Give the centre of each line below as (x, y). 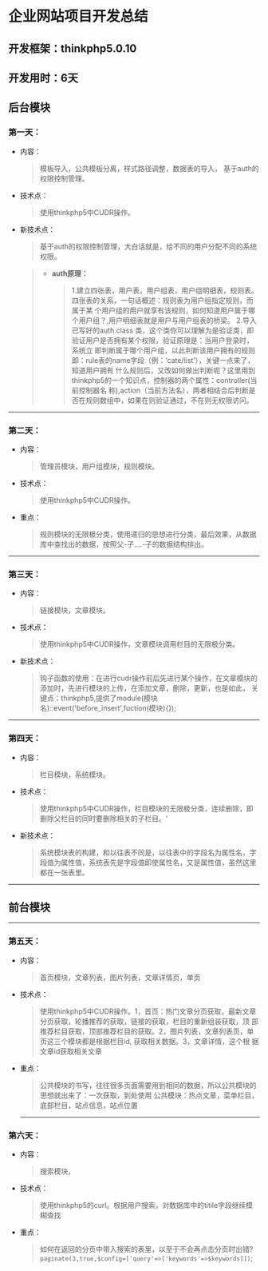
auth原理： (70, 273)
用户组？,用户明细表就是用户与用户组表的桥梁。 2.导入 (167, 320)
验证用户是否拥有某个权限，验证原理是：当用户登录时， (162, 340)
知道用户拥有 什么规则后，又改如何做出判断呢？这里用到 (164, 370)
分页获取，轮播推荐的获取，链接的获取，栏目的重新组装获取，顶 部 (149, 1021)
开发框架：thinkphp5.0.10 (73, 48)
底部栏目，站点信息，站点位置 (89, 1105)
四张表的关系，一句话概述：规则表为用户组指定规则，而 (162, 300)
